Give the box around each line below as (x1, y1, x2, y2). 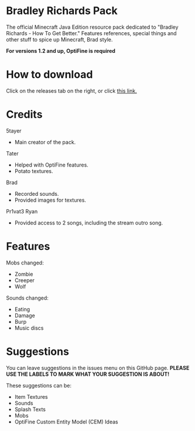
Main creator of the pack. (14, 138, 76, 145)
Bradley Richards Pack (6, 4, 118, 18)
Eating (14, 306, 30, 313)
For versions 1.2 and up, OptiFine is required (6, 47, 116, 54)
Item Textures (14, 393, 48, 400)
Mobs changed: (6, 259, 44, 266)
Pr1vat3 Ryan (6, 208, 38, 215)
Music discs (14, 324, 44, 331)
